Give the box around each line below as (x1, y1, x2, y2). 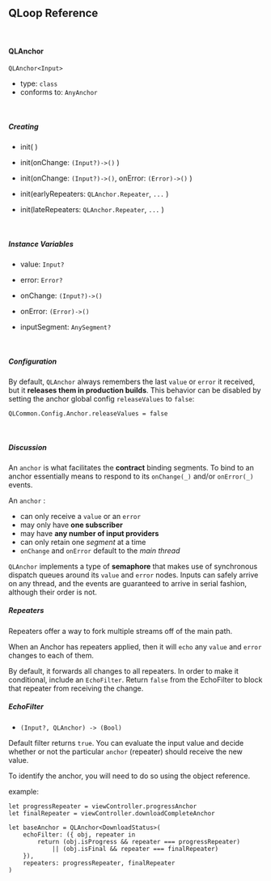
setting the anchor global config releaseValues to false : (8, 394, 195, 403)
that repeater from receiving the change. (8, 683, 144, 693)
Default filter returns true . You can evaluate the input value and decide (8, 738, 244, 747)
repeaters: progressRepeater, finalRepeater (23, 858, 176, 867)
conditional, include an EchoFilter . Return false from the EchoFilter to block (8, 675, 263, 684)
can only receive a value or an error (19, 511, 142, 521)
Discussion (8, 442, 47, 452)
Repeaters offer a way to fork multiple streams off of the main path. (8, 626, 233, 636)
